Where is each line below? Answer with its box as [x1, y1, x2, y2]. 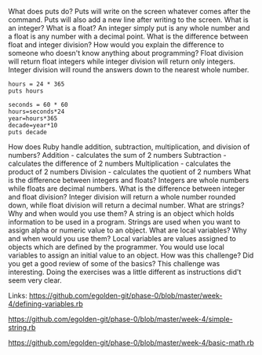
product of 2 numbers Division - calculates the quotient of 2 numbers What [8, 167, 251, 176]
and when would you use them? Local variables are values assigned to [8, 234, 237, 243]
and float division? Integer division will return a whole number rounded [8, 192, 236, 201]
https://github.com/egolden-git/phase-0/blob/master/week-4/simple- [8, 314, 233, 324]
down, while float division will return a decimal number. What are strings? [8, 200, 245, 210]
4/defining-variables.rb [8, 299, 84, 309]
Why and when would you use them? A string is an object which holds [8, 209, 235, 218]
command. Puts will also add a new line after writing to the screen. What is [8, 15, 249, 24]
